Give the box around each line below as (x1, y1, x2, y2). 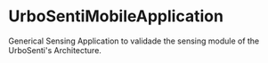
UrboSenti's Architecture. (8, 44, 102, 55)
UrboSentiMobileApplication (8, 6, 224, 27)
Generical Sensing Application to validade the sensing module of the (8, 35, 260, 46)
